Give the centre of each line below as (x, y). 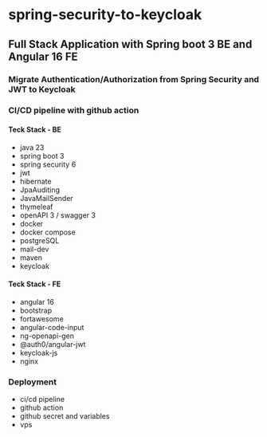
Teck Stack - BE (35, 130)
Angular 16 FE (43, 56)
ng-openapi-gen (47, 336)
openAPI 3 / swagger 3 (57, 215)
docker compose (47, 232)
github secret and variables (65, 416)
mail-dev (34, 249)
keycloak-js (39, 352)
